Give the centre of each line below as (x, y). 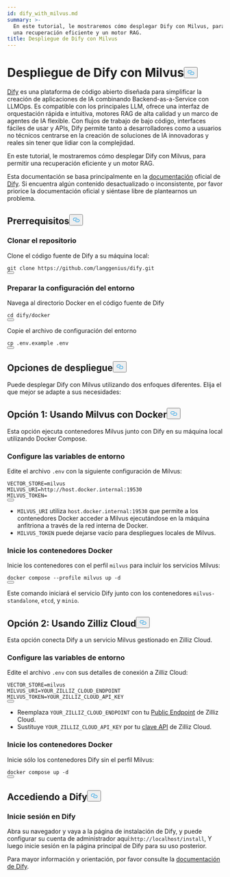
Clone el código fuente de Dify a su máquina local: (78, 256)
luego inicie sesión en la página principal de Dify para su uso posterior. (107, 846)
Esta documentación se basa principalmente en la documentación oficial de (114, 177)
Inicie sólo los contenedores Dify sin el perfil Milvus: (80, 759)
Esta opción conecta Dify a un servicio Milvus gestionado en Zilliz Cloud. (110, 640)
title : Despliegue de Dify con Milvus (62, 39)
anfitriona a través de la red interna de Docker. (82, 526)
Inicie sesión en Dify (41, 816)
